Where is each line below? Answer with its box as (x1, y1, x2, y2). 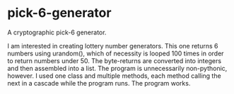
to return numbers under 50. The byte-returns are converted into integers (7, 56, 221, 65)
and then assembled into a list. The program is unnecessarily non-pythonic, (7, 64, 228, 72)
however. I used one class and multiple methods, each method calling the (7, 72, 221, 80)
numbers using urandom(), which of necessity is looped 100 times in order (7, 49, 224, 58)
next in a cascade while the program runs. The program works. (7, 79, 191, 87)
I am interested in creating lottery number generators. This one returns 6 (7, 41, 218, 50)
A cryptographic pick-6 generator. (7, 28, 107, 36)
